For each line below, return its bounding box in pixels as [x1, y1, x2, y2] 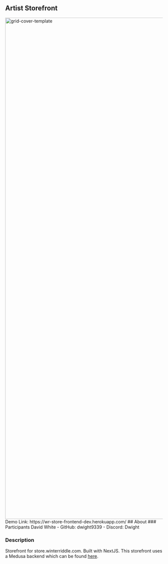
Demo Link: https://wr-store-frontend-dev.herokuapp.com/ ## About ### [5, 518, 156, 524]
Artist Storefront [5, 4, 58, 13]
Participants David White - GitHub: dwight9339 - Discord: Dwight [5, 524, 139, 530]
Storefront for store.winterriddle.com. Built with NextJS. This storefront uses [5, 548, 162, 554]
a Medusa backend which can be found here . [5, 553, 98, 559]
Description [5, 536, 34, 543]
